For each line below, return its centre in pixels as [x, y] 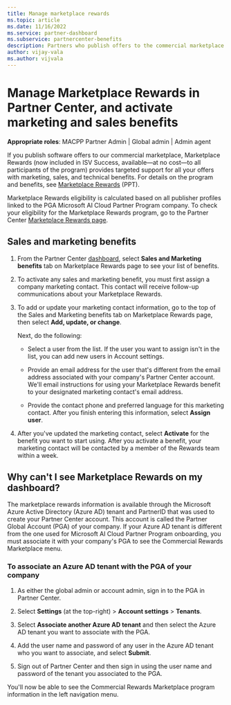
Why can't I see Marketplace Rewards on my [105, 477]
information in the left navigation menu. [63, 694]
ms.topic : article [34, 20]
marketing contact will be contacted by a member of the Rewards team [118, 448]
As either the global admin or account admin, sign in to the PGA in [111, 590]
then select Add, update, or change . [70, 322]
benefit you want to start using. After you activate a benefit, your [109, 440]
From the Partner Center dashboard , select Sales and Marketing [109, 258]
